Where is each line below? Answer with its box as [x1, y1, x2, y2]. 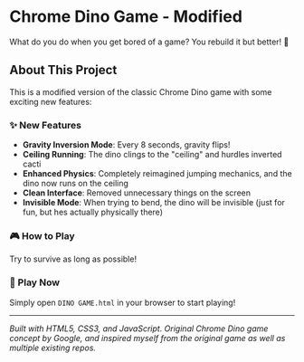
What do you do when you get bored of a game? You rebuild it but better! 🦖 [9, 36, 290, 47]
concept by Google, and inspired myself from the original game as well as [9, 332, 286, 343]
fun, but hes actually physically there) [22, 206, 163, 218]
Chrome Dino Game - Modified [9, 6, 242, 27]
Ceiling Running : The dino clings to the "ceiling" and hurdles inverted [22, 149, 282, 160]
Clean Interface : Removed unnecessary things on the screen [22, 187, 252, 198]
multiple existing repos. [9, 342, 97, 353]
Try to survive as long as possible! [9, 253, 138, 264]
